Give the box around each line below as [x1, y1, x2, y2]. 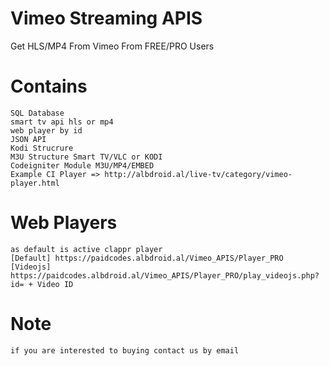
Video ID [36, 279, 74, 289]
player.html [10, 178, 60, 188]
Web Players [10, 212, 118, 234]
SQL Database [10, 108, 65, 118]
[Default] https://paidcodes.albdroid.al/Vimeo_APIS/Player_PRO [10, 253, 284, 263]
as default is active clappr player [10, 244, 163, 254]
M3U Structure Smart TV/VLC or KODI [10, 152, 163, 162]
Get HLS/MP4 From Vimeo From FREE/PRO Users [10, 40, 215, 52]
